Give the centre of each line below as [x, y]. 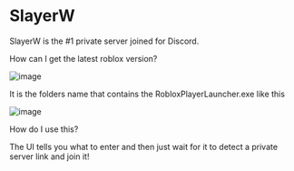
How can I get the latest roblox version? [83, 58]
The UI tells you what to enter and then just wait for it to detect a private [144, 146]
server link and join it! [49, 156]
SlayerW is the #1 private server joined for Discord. [104, 41]
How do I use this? [44, 129]
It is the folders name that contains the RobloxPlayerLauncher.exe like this [147, 94]
